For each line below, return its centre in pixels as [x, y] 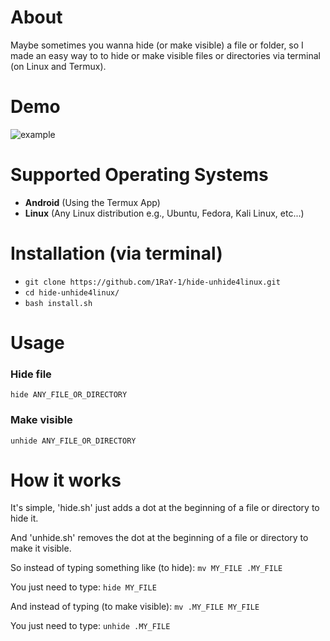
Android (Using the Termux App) [92, 202]
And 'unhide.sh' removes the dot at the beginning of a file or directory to [159, 538]
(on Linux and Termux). [58, 66]
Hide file [31, 374]
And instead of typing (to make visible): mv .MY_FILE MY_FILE [135, 607]
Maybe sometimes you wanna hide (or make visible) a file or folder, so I [157, 45]
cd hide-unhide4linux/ [72, 292]
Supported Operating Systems [139, 175]
